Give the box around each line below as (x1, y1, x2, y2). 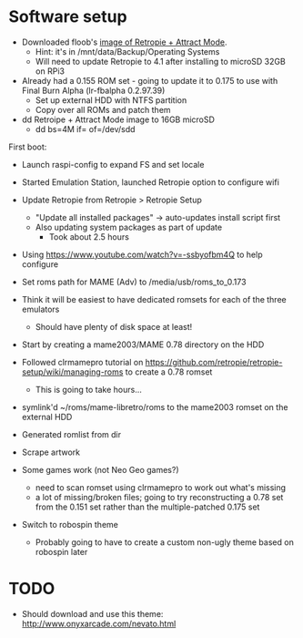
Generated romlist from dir (21, 428, 122, 439)
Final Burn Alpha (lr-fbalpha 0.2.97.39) (21, 85, 166, 96)
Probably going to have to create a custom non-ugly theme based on (35, 536, 295, 548)
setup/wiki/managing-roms (21, 366, 124, 377)
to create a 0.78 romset (125, 366, 213, 377)
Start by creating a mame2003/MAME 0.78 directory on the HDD (21, 339, 265, 350)
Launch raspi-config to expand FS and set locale (21, 159, 205, 170)
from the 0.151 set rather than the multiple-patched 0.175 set (35, 501, 260, 512)
